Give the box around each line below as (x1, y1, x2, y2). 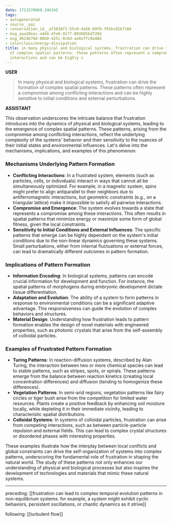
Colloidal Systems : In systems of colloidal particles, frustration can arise (12, 417, 166, 423)
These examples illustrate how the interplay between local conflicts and (5, 443, 157, 449)
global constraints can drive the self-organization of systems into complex (5, 448, 162, 454)
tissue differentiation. (12, 289, 58, 295)
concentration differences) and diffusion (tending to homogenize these (12, 379, 163, 385)
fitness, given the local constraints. (12, 221, 87, 227)
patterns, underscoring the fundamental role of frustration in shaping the (5, 454, 159, 460)
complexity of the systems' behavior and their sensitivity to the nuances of (5, 137, 163, 143)
